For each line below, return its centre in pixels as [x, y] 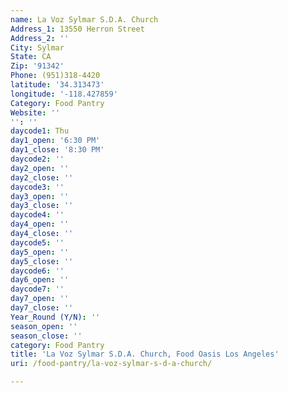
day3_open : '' [40, 196]
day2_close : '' [42, 177]
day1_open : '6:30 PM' [55, 141]
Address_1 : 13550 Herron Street [77, 29]
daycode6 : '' [37, 271]
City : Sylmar [37, 47]
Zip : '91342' [37, 66]
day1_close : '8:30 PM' [57, 150]
